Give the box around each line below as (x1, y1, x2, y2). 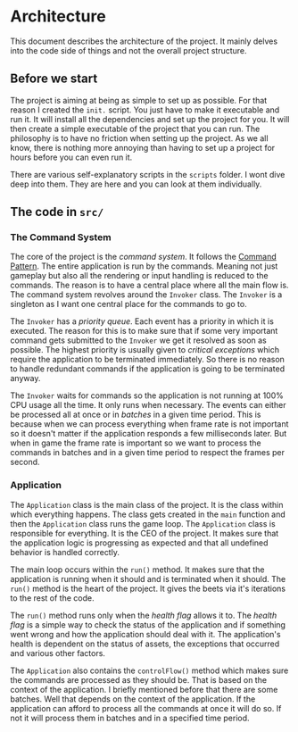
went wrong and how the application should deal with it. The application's (10, 628, 281, 639)
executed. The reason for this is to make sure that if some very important (10, 326, 278, 337)
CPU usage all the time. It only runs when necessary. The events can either (10, 400, 286, 411)
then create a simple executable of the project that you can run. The (10, 123, 261, 134)
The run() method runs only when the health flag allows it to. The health (10, 610, 277, 620)
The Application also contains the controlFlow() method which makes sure (10, 665, 289, 676)
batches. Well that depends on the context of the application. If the (10, 694, 256, 704)
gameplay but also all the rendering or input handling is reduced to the (10, 270, 269, 281)
